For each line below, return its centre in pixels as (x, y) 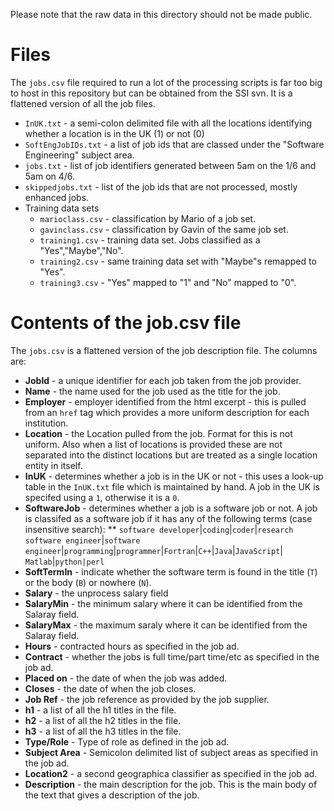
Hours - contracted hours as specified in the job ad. (132, 646)
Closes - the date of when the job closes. (110, 688)
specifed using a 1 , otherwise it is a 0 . (102, 497)
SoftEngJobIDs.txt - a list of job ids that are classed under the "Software (174, 144)
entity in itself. (53, 465)
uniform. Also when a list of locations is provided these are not (153, 444)
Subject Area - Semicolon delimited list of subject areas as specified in (171, 752)
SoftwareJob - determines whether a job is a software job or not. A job (171, 508)
